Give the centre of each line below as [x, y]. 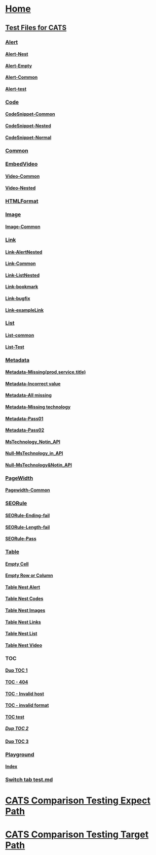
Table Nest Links [23, 622]
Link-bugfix [18, 298]
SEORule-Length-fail [28, 527]
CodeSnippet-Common [30, 114]
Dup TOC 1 [16, 670]
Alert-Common [22, 77]
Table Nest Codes [24, 599]
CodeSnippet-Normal [28, 137]
